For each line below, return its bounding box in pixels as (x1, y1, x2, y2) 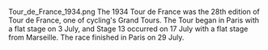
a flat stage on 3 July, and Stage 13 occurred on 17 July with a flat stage (8, 24, 249, 33)
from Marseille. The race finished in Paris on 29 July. (8, 32, 185, 42)
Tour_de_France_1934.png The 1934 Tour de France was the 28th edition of (8, 7, 261, 16)
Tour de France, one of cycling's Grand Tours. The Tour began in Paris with (8, 15, 260, 25)
